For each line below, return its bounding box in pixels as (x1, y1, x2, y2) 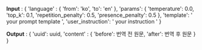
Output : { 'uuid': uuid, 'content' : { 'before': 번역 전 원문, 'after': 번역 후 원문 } (6, 30, 196, 37)
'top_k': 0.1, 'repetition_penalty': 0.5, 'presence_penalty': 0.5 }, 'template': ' (6, 11, 193, 19)
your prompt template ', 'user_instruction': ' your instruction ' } (6, 18, 162, 25)
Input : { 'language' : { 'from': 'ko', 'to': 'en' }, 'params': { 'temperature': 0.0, (6, 5, 194, 12)
